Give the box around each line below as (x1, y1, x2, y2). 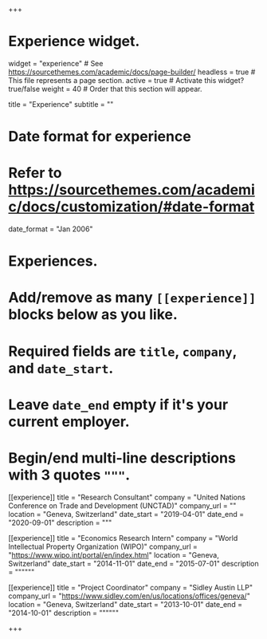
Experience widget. (8, 33, 140, 50)
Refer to (8, 164, 62, 182)
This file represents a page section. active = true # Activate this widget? (8, 75, 245, 85)
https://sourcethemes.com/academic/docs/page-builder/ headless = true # (8, 67, 256, 77)
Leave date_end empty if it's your (8, 396, 229, 413)
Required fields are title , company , (8, 342, 238, 360)
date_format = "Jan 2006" (8, 224, 93, 234)
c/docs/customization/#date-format (8, 198, 255, 216)
